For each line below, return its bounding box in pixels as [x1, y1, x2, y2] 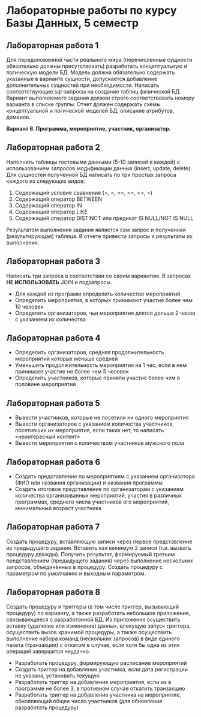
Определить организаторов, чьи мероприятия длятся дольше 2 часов [14, 309, 196, 317]
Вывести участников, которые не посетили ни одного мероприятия [14, 414, 189, 421]
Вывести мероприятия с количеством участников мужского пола [14, 439, 185, 447]
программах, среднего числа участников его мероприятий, [14, 498, 170, 505]
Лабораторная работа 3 [6, 256, 101, 267]
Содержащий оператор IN [14, 201, 82, 209]
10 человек [14, 303, 44, 310]
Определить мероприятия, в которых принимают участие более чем [14, 296, 193, 303]
